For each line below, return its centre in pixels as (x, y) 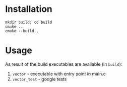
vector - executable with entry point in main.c (59, 74)
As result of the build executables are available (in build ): (64, 64)
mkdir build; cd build (29, 22)
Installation (29, 9)
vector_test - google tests (39, 79)
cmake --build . (22, 31)
